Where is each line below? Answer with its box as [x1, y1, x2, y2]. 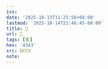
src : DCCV [6, 48, 31, 54]
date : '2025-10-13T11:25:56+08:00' [6, 14, 96, 20]
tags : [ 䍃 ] [6, 37, 33, 43]
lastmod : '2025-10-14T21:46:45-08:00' [6, 20, 104, 26]
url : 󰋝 [6, 31, 23, 37]
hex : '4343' [6, 43, 36, 49]
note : [6, 53, 20, 59]
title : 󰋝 [6, 25, 28, 32]
